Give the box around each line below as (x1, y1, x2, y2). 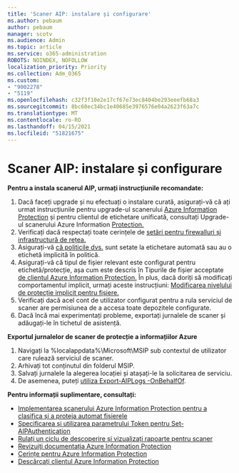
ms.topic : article (7, 43, 62, 51)
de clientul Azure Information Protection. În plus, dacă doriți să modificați (17, 274, 233, 282)
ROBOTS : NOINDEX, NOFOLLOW (7, 57, 88, 64)
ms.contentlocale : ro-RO (7, 116, 81, 123)
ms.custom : (7, 76, 40, 84)
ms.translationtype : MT (7, 110, 78, 117)
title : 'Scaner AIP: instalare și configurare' (7, 10, 152, 18)
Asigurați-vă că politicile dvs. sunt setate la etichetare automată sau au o (17, 243, 232, 251)
